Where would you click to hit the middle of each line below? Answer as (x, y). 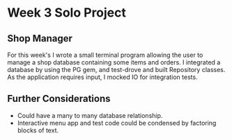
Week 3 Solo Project (67, 13)
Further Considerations (59, 99)
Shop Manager (40, 38)
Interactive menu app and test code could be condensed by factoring (117, 123)
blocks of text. (38, 130)
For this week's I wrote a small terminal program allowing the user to (105, 55)
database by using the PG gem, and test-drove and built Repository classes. (116, 70)
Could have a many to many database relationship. (90, 115)
